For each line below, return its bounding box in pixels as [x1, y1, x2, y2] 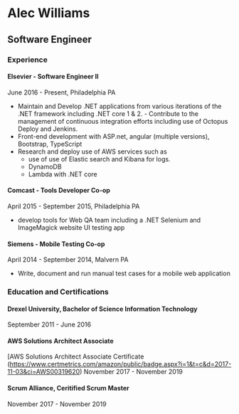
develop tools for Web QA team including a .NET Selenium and [17, 216, 201, 224]
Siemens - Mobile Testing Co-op [7, 240, 105, 248]
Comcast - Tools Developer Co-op [7, 186, 110, 195]
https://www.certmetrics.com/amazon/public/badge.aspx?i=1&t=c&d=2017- [9, 360, 232, 368]
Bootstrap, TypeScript [17, 139, 83, 148]
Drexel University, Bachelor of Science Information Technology [7, 304, 198, 313]
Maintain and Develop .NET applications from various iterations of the [17, 102, 222, 110]
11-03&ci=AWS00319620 [7, 368, 80, 376]
